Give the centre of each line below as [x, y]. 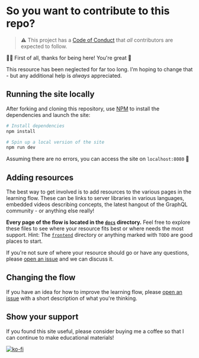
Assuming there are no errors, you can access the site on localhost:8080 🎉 [98, 159]
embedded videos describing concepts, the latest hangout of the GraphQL [97, 205]
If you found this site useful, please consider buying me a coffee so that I [95, 331]
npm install [21, 131]
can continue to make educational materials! [60, 337]
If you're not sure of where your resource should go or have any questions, [98, 253]
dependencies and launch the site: [48, 115]
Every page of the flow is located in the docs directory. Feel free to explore [98, 222]
